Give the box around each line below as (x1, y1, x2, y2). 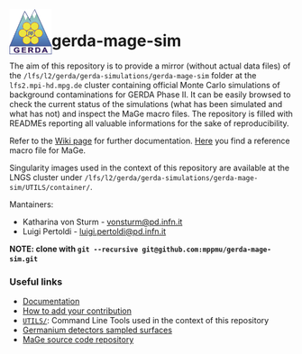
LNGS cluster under (9, 171, 83, 183)
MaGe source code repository (22, 334, 134, 345)
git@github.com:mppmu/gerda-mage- (142, 245, 272, 254)
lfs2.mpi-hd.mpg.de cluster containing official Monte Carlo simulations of (9, 79, 281, 90)
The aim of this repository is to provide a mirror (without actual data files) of (9, 60, 291, 71)
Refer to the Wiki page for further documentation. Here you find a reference (9, 135, 290, 146)
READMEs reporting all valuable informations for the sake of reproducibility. (9, 117, 290, 129)
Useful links (9, 275, 63, 287)
